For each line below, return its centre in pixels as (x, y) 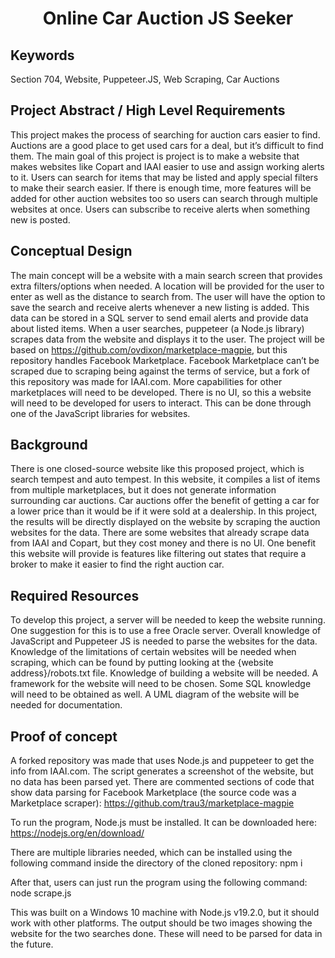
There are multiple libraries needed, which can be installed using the (151, 853)
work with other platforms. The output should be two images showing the (161, 923)
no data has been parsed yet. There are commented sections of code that (162, 782)
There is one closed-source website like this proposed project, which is (157, 469)
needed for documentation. (66, 705)
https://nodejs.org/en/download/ (77, 833)
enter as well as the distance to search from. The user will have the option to (168, 296)
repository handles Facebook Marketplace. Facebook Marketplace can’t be (165, 360)
